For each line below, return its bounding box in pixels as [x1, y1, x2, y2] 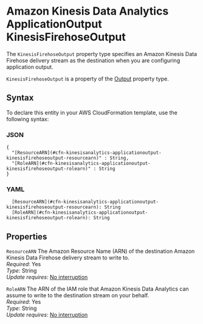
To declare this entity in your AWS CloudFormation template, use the [6, 108, 177, 116]
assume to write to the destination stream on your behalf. [6, 292, 150, 299]
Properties [6, 231, 47, 242]
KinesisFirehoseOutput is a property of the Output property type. [6, 75, 169, 82]
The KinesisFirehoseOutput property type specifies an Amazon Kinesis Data [6, 50, 198, 57]
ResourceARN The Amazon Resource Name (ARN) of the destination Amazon [6, 248, 195, 255]
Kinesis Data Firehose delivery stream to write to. [6, 254, 129, 261]
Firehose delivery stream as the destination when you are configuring [6, 57, 181, 64]
